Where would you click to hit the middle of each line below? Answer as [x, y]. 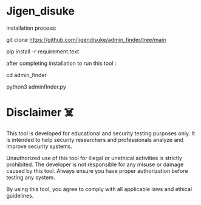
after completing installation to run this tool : [61, 63]
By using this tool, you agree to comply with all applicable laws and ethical [99, 189]
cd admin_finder [27, 75]
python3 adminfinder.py [36, 87]
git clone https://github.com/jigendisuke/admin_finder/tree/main [86, 39]
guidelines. [20, 195]
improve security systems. [39, 146]
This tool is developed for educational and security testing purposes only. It [101, 133]
